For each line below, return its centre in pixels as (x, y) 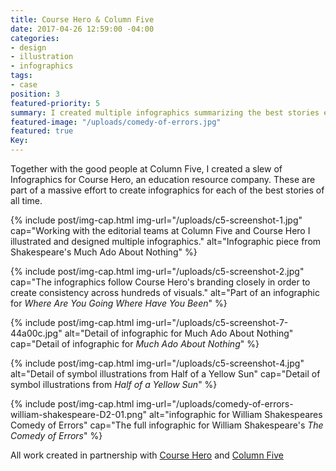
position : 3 (35, 94)
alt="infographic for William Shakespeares (235, 414)
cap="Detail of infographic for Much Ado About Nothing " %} (135, 344)
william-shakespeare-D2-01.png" (78, 414)
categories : (35, 38)
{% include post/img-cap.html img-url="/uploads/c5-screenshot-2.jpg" (157, 271)
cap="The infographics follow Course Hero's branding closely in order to (160, 282)
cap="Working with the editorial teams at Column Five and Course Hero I (160, 230)
